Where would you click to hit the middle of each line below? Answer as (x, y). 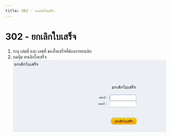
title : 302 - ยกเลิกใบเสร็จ (30, 11)
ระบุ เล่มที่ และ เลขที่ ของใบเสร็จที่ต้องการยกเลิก (52, 51)
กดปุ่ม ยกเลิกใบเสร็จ (30, 57)
